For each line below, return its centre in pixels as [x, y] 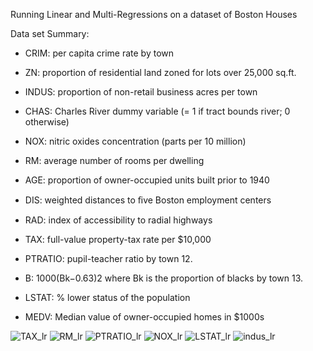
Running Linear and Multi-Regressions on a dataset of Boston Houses [154, 14]
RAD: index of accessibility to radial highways [118, 220]
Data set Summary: [50, 33]
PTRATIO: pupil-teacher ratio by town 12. [108, 258]
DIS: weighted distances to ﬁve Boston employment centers [148, 200]
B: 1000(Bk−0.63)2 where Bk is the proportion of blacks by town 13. [164, 278]
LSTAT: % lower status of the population [107, 297]
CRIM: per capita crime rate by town [99, 53]
